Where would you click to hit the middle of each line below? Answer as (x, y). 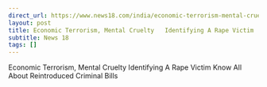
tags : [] (23, 45)
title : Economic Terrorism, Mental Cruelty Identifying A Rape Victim (131, 30)
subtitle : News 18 (39, 38)
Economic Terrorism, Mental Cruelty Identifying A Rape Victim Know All (125, 67)
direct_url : (28, 15)
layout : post (30, 23)
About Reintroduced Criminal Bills (63, 76)
